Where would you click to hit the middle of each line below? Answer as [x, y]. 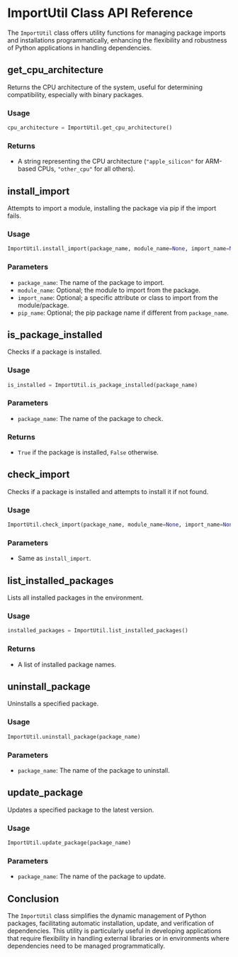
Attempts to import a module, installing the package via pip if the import [112, 208]
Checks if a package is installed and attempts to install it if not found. [108, 491]
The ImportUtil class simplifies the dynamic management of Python [107, 916]
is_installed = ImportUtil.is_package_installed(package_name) [103, 385]
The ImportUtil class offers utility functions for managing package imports [117, 33]
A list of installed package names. [67, 664]
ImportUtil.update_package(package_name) [69, 843]
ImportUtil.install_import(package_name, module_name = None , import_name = [119, 249]
